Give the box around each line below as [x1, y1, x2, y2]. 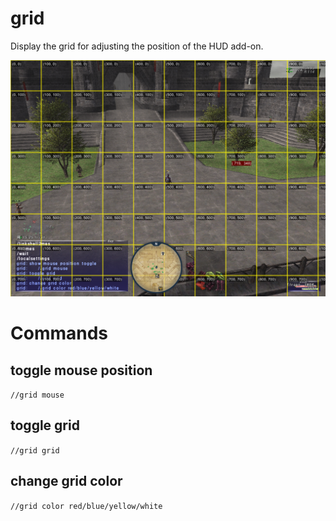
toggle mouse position [10, 362, 153, 379]
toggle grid [10, 417, 80, 434]
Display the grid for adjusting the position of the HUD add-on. [10, 40, 264, 52]
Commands [10, 322, 109, 345]
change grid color [10, 473, 123, 490]
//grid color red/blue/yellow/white [10, 501, 163, 511]
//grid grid [10, 445, 60, 456]
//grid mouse [10, 390, 65, 400]
